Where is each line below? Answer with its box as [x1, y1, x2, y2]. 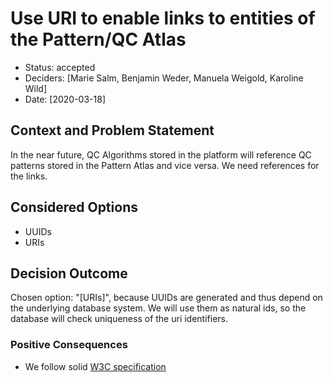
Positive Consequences [10, 338, 128, 352]
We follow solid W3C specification [24, 360, 167, 372]
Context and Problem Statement [10, 122, 215, 139]
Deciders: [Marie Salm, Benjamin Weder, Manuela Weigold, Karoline [24, 72, 304, 84]
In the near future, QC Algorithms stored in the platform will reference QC [10, 148, 312, 161]
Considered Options [10, 199, 138, 216]
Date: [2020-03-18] [24, 93, 107, 105]
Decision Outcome [10, 265, 128, 282]
